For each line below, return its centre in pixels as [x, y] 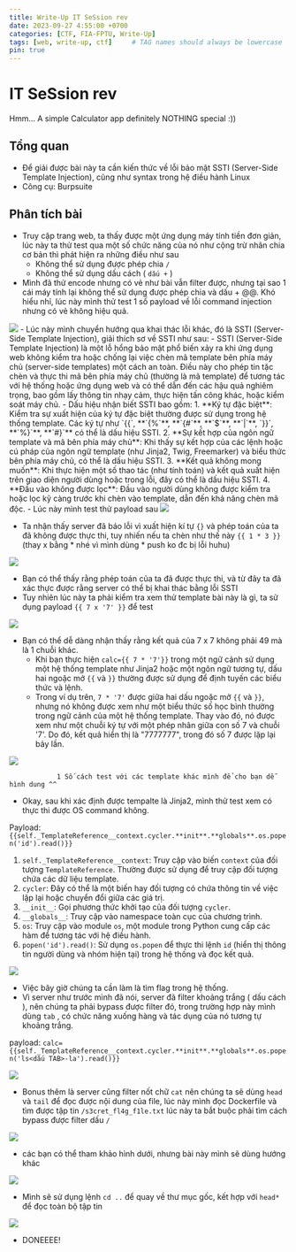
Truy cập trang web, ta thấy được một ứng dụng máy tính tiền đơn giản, [152, 235]
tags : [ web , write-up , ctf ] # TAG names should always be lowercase [146, 42]
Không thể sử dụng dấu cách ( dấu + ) [104, 273]
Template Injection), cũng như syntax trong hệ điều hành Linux [136, 177]
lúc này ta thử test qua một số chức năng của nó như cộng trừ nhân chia [153, 245]
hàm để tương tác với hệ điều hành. [87, 935]
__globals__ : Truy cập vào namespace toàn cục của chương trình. [142, 916]
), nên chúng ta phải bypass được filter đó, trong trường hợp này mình [148, 1006]
